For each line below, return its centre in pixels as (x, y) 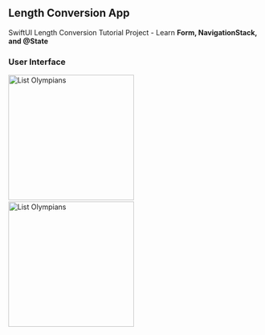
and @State (29, 41)
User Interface (37, 62)
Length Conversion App (69, 13)
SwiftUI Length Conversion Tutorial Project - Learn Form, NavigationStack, (133, 32)
